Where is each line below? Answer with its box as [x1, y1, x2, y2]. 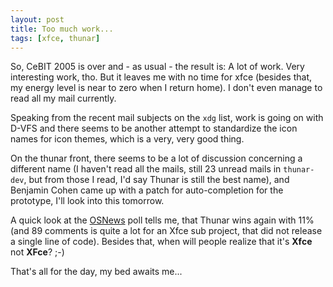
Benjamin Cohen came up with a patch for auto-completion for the [10, 184, 284, 196]
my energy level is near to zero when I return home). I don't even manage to [10, 82, 323, 94]
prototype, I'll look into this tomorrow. [10, 195, 165, 207]
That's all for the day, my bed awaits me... [10, 266, 183, 278]
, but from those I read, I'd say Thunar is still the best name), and [23, 174, 290, 186]
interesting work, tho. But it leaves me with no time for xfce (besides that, [10, 71, 313, 83]
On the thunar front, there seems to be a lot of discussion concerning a [10, 152, 303, 165]
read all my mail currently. [10, 92, 117, 105]
